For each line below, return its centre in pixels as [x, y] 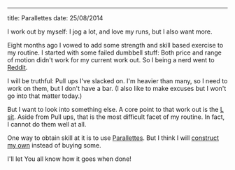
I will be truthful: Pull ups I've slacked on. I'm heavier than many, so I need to [117, 81]
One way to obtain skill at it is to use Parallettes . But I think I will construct [113, 138]
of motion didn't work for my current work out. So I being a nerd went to [111, 60]
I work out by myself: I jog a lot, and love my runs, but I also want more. [110, 31]
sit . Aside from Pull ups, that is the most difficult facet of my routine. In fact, [116, 117]
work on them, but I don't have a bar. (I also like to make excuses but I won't [117, 88]
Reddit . [17, 68]
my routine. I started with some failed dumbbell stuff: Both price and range [115, 52]
